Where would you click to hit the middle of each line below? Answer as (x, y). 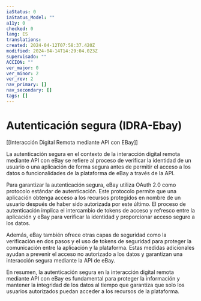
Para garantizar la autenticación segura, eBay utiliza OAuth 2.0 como (91, 185)
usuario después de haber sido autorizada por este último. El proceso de (96, 204)
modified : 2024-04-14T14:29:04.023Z (52, 51)
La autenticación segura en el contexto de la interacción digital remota (93, 154)
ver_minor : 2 (22, 73)
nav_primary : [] (26, 85)
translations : (24, 40)
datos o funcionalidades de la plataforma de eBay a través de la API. (91, 173)
